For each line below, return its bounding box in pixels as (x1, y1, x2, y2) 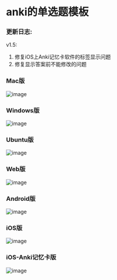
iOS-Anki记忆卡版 (6, 253, 57, 261)
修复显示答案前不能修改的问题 (14, 61, 87, 68)
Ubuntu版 (6, 136, 34, 144)
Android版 (6, 194, 36, 203)
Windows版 (6, 106, 40, 114)
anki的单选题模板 (6, 5, 89, 19)
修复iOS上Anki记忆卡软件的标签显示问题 (14, 53, 111, 60)
